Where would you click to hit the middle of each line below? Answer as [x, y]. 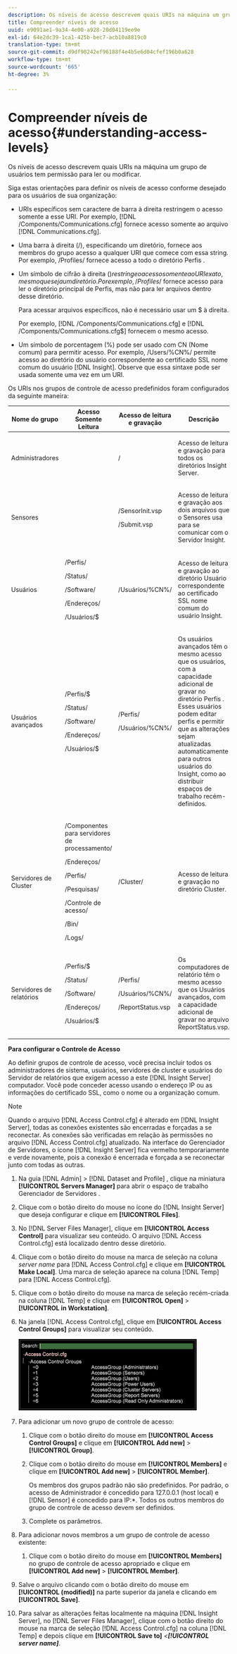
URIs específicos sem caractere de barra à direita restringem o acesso [121, 209]
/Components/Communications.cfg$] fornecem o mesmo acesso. [114, 331]
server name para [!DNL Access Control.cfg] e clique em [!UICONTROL [122, 1264]
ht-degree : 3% [29, 74]
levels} [29, 147]
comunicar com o [203, 533]
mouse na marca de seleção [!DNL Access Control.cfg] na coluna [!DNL [122, 1628]
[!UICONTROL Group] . [61, 1450]
